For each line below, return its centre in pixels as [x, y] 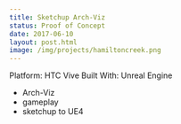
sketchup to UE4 [53, 112]
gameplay [41, 102]
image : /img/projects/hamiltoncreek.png [86, 50]
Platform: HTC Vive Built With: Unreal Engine [91, 75]
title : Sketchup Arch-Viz [57, 17]
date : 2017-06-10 [41, 34]
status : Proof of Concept [57, 26]
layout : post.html [43, 42]
